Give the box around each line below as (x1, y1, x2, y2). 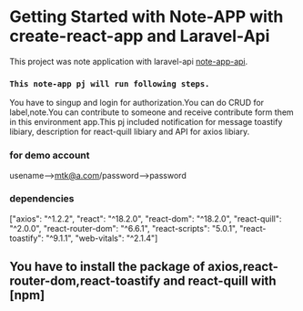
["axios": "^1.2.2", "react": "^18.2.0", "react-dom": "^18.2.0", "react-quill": (9, 213, 282, 224)
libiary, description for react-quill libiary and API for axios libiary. (9, 126, 250, 138)
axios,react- (207, 259, 279, 275)
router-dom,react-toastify (9, 274, 161, 289)
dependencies (9, 192, 75, 205)
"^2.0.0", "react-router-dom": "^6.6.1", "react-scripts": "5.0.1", (9, 223, 238, 233)
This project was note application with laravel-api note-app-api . (9, 56, 248, 67)
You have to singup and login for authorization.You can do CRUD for (9, 98, 265, 109)
